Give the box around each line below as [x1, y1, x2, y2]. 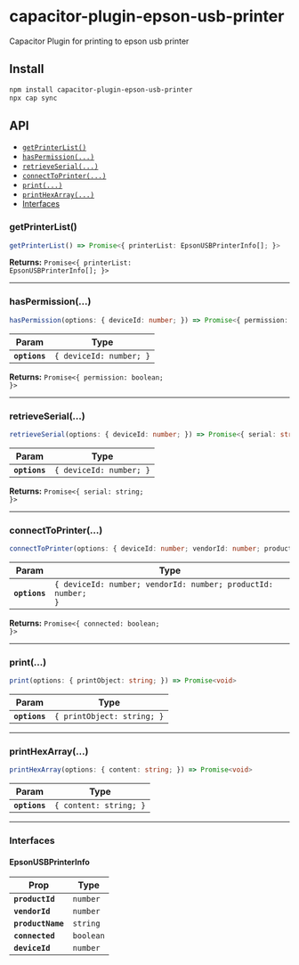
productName [13, 919, 65, 928]
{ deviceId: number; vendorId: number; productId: [54, 579, 274, 589]
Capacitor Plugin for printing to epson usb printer [9, 36, 190, 46]
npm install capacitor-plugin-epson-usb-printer [9, 85, 193, 94]
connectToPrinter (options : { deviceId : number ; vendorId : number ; [9, 544, 261, 553]
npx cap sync [9, 94, 58, 102]
